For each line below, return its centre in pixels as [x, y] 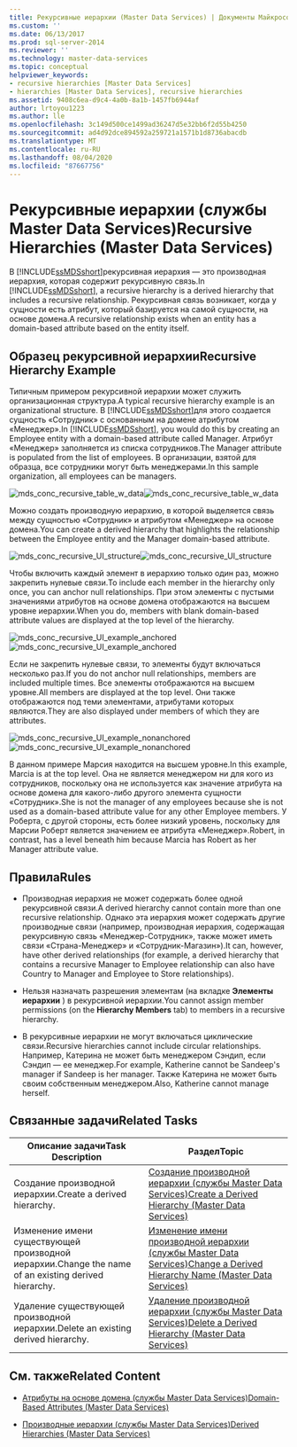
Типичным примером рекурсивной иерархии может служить [125, 392]
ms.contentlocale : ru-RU [55, 149]
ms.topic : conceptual [49, 67]
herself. [36, 1092]
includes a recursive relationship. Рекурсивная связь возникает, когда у [143, 300]
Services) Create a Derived [203, 1193]
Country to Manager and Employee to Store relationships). [128, 974]
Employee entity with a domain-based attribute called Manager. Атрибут [141, 439]
